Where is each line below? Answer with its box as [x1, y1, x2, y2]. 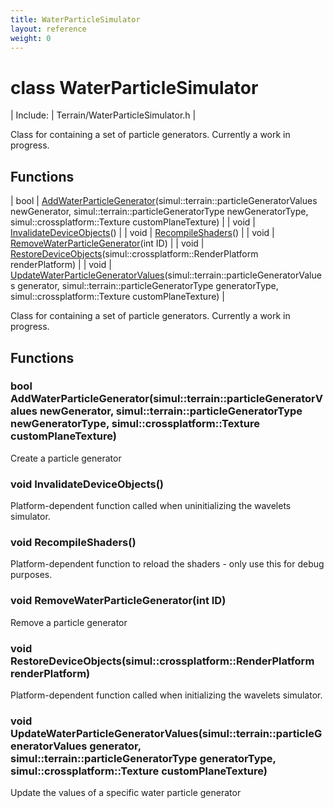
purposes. [10, 569, 53, 581]
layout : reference [10, 24, 87, 34]
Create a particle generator [10, 452, 122, 464]
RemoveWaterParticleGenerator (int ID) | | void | [10, 237, 205, 250]
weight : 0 [10, 33, 52, 43]
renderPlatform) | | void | [10, 259, 112, 271]
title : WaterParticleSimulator [10, 14, 141, 25]
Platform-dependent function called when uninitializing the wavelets [10, 500, 292, 512]
